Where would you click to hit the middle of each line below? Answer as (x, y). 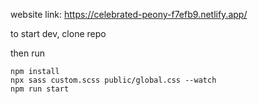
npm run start (40, 89)
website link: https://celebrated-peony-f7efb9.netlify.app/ (129, 14)
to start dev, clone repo (58, 33)
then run (28, 53)
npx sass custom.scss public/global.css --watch (113, 80)
